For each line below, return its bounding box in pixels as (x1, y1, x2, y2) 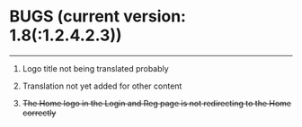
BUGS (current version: (9, 6, 187, 27)
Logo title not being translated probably (22, 63, 169, 73)
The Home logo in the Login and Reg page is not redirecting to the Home (22, 97, 292, 108)
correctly (22, 107, 57, 118)
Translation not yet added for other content (22, 80, 182, 91)
